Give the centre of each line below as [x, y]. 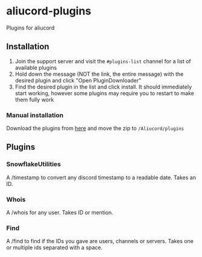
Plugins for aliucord [30, 28]
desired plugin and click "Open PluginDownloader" [78, 80]
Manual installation [35, 115]
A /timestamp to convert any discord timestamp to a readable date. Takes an [101, 177]
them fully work [34, 99]
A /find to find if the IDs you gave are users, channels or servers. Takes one [100, 241]
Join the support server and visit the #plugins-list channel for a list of [103, 61]
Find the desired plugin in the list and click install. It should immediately [103, 87]
